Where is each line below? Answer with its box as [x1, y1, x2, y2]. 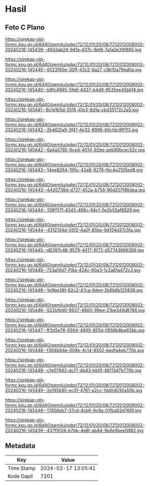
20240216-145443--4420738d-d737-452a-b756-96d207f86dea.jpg [5, 187, 145, 193]
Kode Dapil [7, 473, 33, 480]
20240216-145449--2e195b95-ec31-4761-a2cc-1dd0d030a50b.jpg [5, 387, 143, 393]
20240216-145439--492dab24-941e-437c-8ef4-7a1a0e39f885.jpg [5, 47, 142, 52]
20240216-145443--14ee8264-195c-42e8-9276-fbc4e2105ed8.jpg [5, 167, 143, 173]
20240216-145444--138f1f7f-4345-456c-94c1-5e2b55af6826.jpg [5, 207, 140, 213]
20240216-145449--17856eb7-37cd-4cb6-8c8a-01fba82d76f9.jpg [5, 408, 142, 413]
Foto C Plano [5, 23, 45, 32]
